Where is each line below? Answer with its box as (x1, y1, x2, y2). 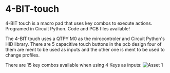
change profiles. (5, 52, 40, 58)
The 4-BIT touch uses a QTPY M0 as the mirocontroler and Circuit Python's (5, 35, 165, 42)
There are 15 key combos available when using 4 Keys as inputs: (5, 62, 142, 68)
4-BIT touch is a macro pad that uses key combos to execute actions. (5, 20, 153, 26)
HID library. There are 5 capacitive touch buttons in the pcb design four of (5, 41, 162, 47)
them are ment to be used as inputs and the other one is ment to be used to (5, 46, 165, 52)
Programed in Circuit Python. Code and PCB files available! (5, 25, 130, 31)
